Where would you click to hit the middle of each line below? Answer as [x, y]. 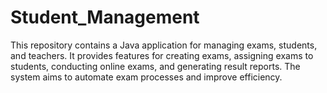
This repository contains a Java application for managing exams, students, [164, 45]
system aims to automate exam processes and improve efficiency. [146, 77]
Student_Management [105, 17]
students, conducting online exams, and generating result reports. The [155, 66]
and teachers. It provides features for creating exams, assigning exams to [162, 55]
